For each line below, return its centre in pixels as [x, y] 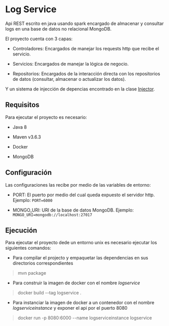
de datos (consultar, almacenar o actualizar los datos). [69, 79]
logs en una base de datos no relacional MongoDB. [58, 28]
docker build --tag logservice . [50, 293]
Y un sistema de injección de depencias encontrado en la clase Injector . [80, 89]
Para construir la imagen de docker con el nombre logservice [76, 283]
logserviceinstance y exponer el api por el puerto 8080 [70, 308]
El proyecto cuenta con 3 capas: [39, 39]
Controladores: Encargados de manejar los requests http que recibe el [86, 48]
